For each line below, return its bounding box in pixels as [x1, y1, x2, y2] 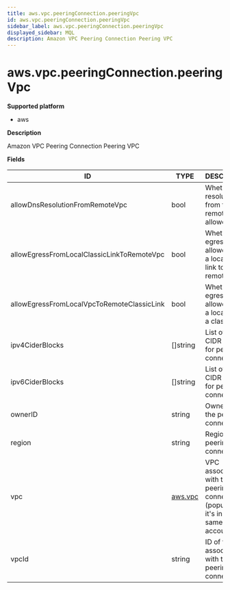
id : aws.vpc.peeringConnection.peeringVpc [7, 16, 130, 23]
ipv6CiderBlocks [10, 377, 64, 387]
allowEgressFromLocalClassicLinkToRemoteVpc [10, 250, 165, 259]
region [10, 438, 31, 448]
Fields [7, 155, 25, 164]
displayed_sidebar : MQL [7, 29, 75, 36]
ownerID [10, 410, 38, 420]
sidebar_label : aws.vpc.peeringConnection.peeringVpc [7, 23, 164, 29]
